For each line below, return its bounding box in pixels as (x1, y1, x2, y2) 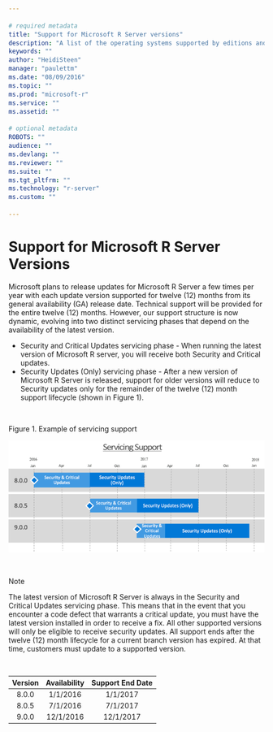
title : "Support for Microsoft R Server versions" (8, 30, 184, 38)
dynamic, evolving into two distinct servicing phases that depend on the (8, 316, 249, 326)
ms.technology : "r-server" (8, 184, 100, 193)
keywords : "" (8, 47, 53, 56)
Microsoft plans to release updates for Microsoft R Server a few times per (8, 281, 254, 292)
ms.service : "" (8, 98, 60, 107)
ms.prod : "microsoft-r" (8, 90, 89, 98)
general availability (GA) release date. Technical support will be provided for (8, 299, 262, 309)
